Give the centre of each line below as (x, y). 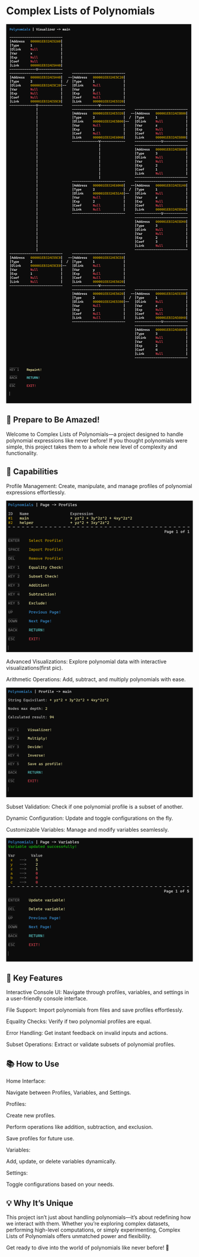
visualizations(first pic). (35, 668)
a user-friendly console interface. (47, 999)
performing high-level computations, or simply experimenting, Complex (93, 1230)
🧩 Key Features (35, 978)
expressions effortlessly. (36, 492)
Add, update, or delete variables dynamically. (61, 1162)
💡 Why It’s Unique (40, 1203)
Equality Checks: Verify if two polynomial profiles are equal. (79, 1022)
